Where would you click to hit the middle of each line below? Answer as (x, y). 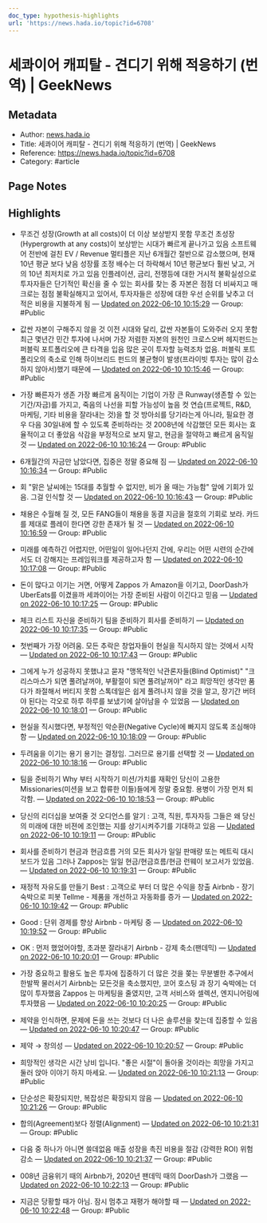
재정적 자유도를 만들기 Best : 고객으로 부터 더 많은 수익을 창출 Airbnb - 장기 (137, 887)
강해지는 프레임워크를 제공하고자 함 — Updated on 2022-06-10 (143, 559)
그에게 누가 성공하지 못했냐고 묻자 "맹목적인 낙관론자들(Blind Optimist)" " (134, 671)
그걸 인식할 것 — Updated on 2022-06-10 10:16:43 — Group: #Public (142, 497)
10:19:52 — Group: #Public (63, 931)
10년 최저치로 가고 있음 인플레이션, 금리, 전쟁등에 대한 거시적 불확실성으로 (142, 273)
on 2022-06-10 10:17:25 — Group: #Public (89, 603)
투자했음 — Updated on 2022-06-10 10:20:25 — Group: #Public (123, 1003)
